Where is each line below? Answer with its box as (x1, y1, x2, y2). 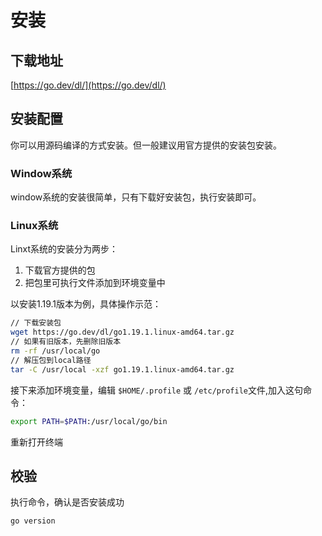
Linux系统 (10, 219, 59, 233)
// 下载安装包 (10, 318, 62, 328)
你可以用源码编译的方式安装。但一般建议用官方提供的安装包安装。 (10, 139, 282, 151)
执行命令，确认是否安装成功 (10, 496, 125, 508)
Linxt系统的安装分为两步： (10, 243, 119, 255)
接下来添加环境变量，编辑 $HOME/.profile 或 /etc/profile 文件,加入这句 (10, 384, 303, 396)
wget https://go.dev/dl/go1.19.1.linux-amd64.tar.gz (10, 327, 235, 338)
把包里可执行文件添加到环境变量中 (24, 277, 166, 289)
